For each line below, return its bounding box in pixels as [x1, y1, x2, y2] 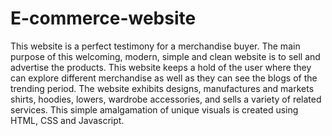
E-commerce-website [10, 7, 197, 30]
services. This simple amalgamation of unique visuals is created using [10, 103, 299, 116]
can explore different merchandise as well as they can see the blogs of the [10, 72, 318, 84]
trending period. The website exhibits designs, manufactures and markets [10, 82, 315, 94]
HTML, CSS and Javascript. [10, 114, 125, 126]
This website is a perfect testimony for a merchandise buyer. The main [10, 40, 301, 52]
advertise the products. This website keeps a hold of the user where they [10, 61, 312, 73]
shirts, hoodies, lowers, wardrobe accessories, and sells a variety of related [10, 93, 322, 105]
